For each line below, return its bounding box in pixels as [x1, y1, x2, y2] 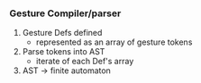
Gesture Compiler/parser [9, 7, 122, 20]
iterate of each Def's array [35, 56, 134, 67]
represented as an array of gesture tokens [35, 37, 193, 47]
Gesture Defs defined [22, 28, 103, 38]
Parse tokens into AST [22, 46, 105, 57]
